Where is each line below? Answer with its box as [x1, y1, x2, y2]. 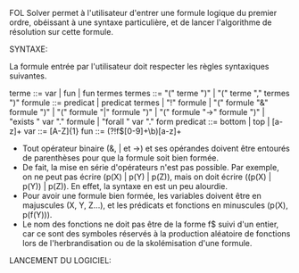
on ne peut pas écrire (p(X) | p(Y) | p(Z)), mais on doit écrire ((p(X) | [21, 171, 272, 182]
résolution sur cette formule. [9, 27, 114, 37]
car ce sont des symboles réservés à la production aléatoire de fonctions [21, 228, 291, 239]
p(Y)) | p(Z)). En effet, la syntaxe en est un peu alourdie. [21, 181, 228, 191]
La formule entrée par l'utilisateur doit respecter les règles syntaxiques [9, 62, 270, 71]
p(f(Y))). [21, 210, 53, 219]
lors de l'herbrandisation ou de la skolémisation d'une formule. [21, 238, 253, 248]
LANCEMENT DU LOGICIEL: [9, 255, 112, 266]
